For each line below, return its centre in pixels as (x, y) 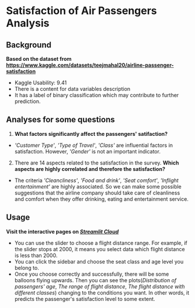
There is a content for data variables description (72, 89)
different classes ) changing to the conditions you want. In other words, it (102, 292)
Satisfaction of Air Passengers (82, 11)
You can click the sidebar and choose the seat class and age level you (99, 261)
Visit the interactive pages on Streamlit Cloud (62, 231)
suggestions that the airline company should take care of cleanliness (97, 193)
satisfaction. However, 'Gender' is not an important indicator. (87, 151)
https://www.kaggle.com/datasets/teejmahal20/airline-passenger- (90, 65)
